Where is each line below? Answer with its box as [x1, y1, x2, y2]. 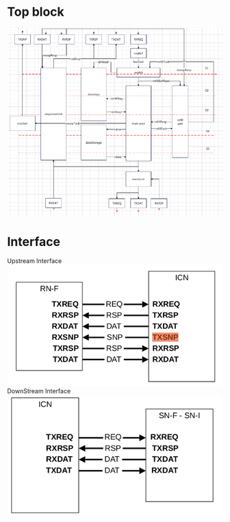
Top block [7, 4, 65, 20]
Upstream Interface [7, 256, 62, 264]
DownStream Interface [7, 387, 71, 395]
